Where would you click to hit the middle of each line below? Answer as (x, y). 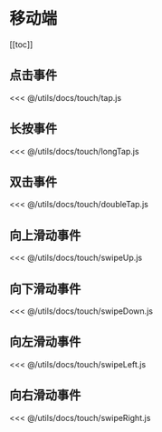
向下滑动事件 (45, 289)
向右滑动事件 (45, 395)
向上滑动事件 (45, 235)
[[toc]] (21, 44)
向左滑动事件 (45, 342)
